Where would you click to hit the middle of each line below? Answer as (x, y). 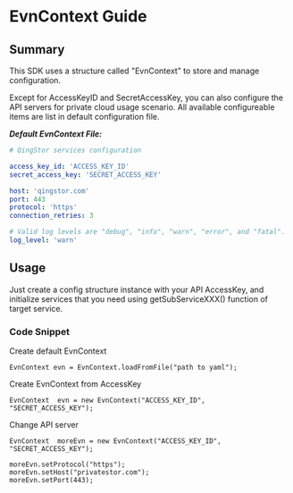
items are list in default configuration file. (84, 117)
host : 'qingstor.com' (50, 191)
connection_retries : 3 (51, 216)
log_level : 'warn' (43, 240)
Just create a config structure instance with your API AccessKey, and (137, 289)
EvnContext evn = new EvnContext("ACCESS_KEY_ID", (107, 400)
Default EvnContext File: (56, 134)
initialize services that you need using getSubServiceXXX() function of (138, 299)
